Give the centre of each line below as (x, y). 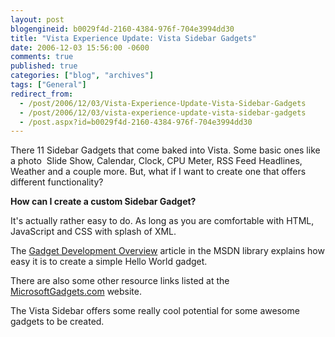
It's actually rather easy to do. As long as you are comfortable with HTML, (162, 221)
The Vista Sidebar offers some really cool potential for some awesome (155, 311)
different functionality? (57, 182)
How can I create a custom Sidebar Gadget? (103, 202)
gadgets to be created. (57, 322)
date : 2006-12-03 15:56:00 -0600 (80, 47)
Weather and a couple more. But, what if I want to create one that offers (158, 172)
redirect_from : (42, 94)
